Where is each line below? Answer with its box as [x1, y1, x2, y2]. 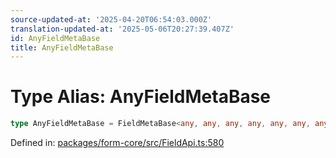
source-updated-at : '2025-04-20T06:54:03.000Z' [10, 14, 213, 25]
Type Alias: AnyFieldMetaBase [10, 86, 272, 108]
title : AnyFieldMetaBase [10, 42, 114, 53]
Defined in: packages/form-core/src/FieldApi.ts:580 [10, 137, 225, 149]
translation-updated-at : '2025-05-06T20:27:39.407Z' [10, 24, 235, 34]
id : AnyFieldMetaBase [10, 33, 101, 43]
